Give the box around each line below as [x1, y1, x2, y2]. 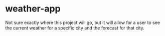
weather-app [5, 3, 61, 14]
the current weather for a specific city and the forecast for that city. [5, 24, 144, 30]
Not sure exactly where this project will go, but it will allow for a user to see [5, 19, 160, 25]
